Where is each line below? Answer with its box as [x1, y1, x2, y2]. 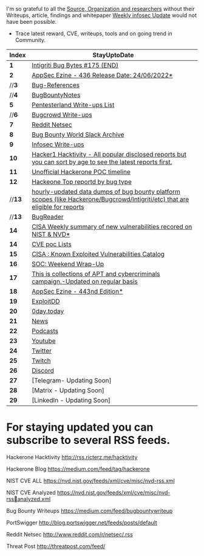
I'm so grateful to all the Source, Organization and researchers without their [6, 5, 195, 12]
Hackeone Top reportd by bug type [32, 178, 132, 186]
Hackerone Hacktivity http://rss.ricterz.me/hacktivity [6, 453, 138, 460]
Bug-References [32, 81, 80, 89]
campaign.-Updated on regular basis [32, 277, 138, 286]
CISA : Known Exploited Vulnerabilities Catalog [32, 250, 165, 258]
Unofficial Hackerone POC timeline [32, 167, 131, 176]
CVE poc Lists [32, 240, 72, 248]
